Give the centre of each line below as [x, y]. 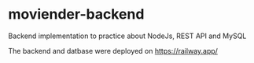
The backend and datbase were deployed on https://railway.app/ [113, 51]
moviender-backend [76, 14]
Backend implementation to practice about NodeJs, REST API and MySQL [127, 36]
